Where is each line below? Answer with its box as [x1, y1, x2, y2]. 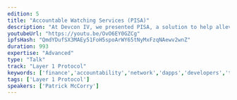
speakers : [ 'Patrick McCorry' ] [7, 82, 99, 89]
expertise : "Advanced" [7, 50, 74, 57]
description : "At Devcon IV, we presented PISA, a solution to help [7, 23, 213, 30]
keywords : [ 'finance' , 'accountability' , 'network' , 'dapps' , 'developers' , [7, 69, 226, 76]
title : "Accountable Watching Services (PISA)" [7, 17, 150, 24]
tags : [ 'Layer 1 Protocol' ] [7, 75, 90, 83]
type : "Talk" [7, 56, 46, 63]
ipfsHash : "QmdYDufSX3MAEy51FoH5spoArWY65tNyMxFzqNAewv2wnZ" [7, 37, 191, 44]
